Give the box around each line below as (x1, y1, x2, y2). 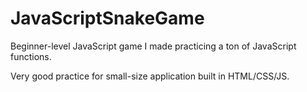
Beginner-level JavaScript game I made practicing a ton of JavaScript (10, 40, 297, 52)
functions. (10, 50, 52, 62)
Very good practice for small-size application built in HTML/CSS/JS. (10, 70, 290, 82)
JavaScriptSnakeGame (10, 7, 205, 30)
